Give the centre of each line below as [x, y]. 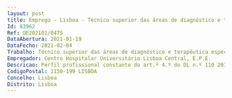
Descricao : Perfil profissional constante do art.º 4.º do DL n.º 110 [111, 65]
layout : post [26, 13]
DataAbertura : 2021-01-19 [44, 39]
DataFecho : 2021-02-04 [40, 46]
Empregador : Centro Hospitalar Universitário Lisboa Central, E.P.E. [109, 59]
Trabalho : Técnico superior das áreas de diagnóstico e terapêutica [108, 52]
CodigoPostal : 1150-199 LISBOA [52, 71]
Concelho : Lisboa [32, 78]
